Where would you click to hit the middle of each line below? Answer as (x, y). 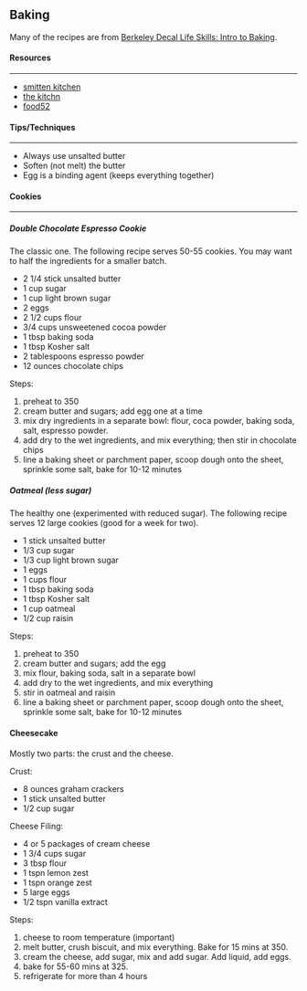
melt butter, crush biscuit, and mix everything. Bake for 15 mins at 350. (155, 947)
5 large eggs (46, 892)
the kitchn (42, 97)
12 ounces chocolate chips (73, 366)
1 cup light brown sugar (67, 298)
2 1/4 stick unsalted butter (72, 279)
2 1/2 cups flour (52, 318)
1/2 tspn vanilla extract (65, 901)
